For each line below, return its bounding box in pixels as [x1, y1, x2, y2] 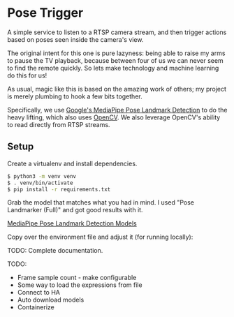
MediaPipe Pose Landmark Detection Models [7, 219, 138, 228]
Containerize [17, 303, 54, 311]
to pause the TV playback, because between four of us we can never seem [7, 56, 224, 64]
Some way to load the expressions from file [17, 281, 142, 289]
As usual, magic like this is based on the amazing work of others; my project [7, 84, 227, 93]
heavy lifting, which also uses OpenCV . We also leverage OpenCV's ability [7, 113, 221, 121]
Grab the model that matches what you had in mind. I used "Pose [7, 198, 194, 207]
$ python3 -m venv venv [7, 172, 77, 179]
